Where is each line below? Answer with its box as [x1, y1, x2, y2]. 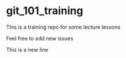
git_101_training [6, 4, 83, 18]
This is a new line [6, 46, 49, 53]
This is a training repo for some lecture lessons [6, 23, 121, 30]
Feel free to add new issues [6, 35, 74, 42]
